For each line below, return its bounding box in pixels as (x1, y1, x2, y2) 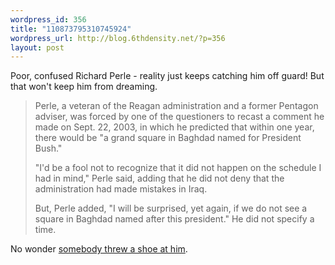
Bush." (34, 142, 63, 155)
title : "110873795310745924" (10, 24, 132, 34)
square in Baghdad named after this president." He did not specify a (34, 213, 315, 225)
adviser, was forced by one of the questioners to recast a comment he (34, 111, 325, 123)
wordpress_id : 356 (10, 14, 87, 25)
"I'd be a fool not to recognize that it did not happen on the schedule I (34, 162, 322, 174)
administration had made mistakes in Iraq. (34, 183, 208, 195)
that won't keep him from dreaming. (10, 81, 158, 93)
